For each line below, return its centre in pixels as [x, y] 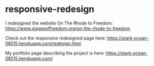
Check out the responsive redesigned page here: [55, 38]
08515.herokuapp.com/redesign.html [43, 43]
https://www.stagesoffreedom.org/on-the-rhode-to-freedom [68, 28]
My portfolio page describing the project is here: [55, 53]
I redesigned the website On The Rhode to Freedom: [59, 23]
